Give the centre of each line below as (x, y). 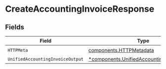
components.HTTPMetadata (121, 50)
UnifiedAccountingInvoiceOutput (46, 59)
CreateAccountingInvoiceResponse (80, 9)
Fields (15, 27)
